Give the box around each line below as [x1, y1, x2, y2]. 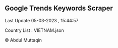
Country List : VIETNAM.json [5, 27, 64, 33]
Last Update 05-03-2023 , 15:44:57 [5, 17, 79, 23]
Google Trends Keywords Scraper [5, 4, 113, 13]
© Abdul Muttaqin [5, 37, 42, 43]
